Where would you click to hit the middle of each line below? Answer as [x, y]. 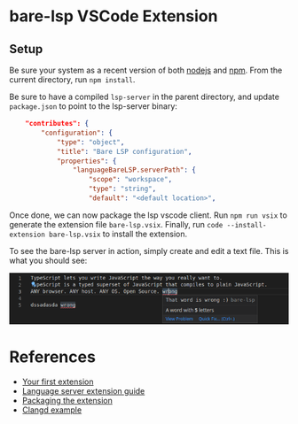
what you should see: [48, 260]
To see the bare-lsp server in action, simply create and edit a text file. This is [149, 251]
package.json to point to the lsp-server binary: [93, 106]
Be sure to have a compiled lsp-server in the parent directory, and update [144, 96]
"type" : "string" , [122, 189]
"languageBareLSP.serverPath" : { [134, 170]
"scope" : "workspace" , [130, 180]
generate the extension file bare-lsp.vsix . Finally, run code [116, 224]
